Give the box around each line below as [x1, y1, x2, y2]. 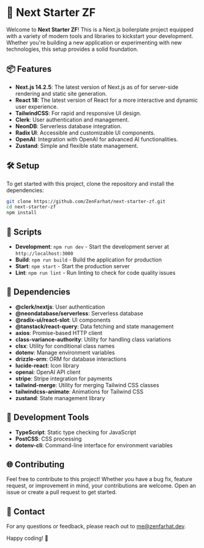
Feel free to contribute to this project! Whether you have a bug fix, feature [6, 476, 193, 483]
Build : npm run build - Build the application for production [15, 256, 162, 263]
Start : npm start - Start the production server [15, 263, 130, 269]
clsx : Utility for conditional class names [15, 342, 115, 349]
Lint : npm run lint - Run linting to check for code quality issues [15, 269, 176, 276]
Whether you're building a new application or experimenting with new [6, 39, 182, 46]
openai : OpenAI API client [15, 368, 81, 376]
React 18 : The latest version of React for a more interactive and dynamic [15, 96, 198, 104]
